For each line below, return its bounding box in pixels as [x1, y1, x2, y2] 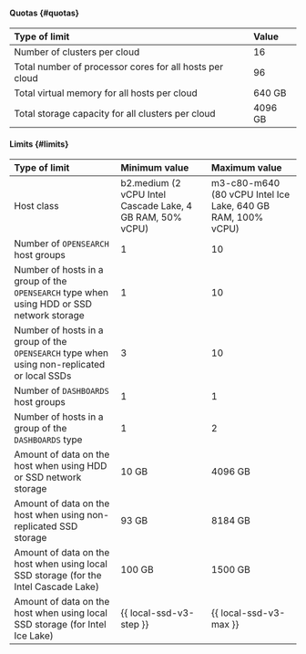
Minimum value [120, 161, 189, 174]
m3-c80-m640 [210, 177, 280, 190]
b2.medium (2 [120, 177, 182, 190]
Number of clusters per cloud [14, 46, 140, 58]
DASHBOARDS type [14, 433, 83, 446]
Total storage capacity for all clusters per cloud [14, 108, 216, 120]
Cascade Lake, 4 [120, 200, 193, 213]
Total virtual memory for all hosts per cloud [14, 87, 198, 99]
